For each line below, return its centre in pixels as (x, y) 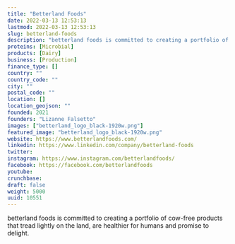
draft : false (26, 185)
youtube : (20, 172)
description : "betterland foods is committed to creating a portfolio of (118, 40)
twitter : (20, 152)
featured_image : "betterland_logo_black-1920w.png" (85, 132)
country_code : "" (33, 80)
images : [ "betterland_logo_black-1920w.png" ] (75, 126)
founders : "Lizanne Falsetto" (52, 119)
